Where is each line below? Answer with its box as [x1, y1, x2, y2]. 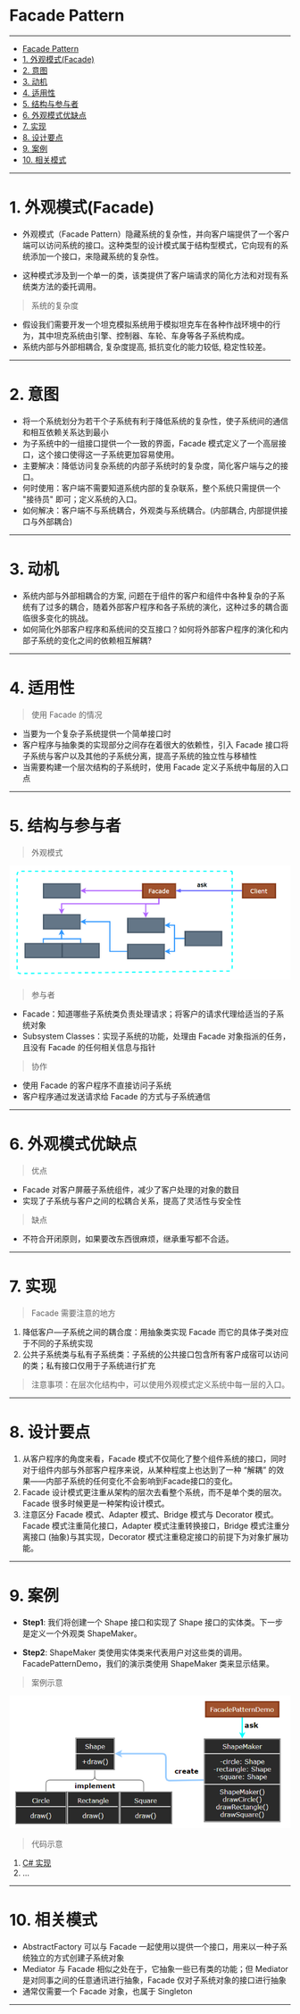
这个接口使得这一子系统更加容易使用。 [37, 448, 179, 460]
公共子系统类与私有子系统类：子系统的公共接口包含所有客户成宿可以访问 [21, 1350, 288, 1359]
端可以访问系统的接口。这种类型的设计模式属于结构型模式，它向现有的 [21, 239, 281, 250]
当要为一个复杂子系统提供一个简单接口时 [21, 728, 171, 739]
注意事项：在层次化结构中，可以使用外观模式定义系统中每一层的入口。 [30, 1379, 290, 1390]
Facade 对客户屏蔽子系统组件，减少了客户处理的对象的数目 [21, 1184, 240, 1195]
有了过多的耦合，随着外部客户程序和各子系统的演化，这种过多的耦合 [29, 601, 281, 612]
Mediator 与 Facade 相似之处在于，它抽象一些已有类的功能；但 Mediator [21, 1964, 288, 1975]
